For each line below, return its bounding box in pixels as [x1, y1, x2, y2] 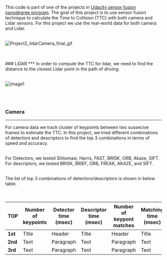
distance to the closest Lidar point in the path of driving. [5, 66, 120, 72]
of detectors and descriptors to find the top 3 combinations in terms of [5, 135, 150, 141]
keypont [113, 216, 134, 223]
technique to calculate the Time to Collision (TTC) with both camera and [5, 15, 153, 20]
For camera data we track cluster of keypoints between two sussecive [5, 124, 149, 130]
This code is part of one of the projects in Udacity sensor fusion [5, 4, 136, 10]
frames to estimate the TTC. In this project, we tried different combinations [5, 130, 158, 136]
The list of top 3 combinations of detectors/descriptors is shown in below [5, 176, 156, 182]
